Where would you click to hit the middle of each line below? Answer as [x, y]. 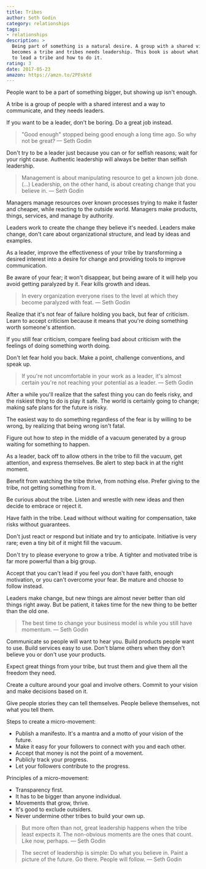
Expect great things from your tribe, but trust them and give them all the [97, 666]
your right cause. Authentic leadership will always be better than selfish [97, 160]
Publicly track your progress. [52, 760]
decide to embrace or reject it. [44, 506]
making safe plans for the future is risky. [57, 407]
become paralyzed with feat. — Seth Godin [76, 303]
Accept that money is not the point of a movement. [79, 753]
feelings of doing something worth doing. [59, 346]
